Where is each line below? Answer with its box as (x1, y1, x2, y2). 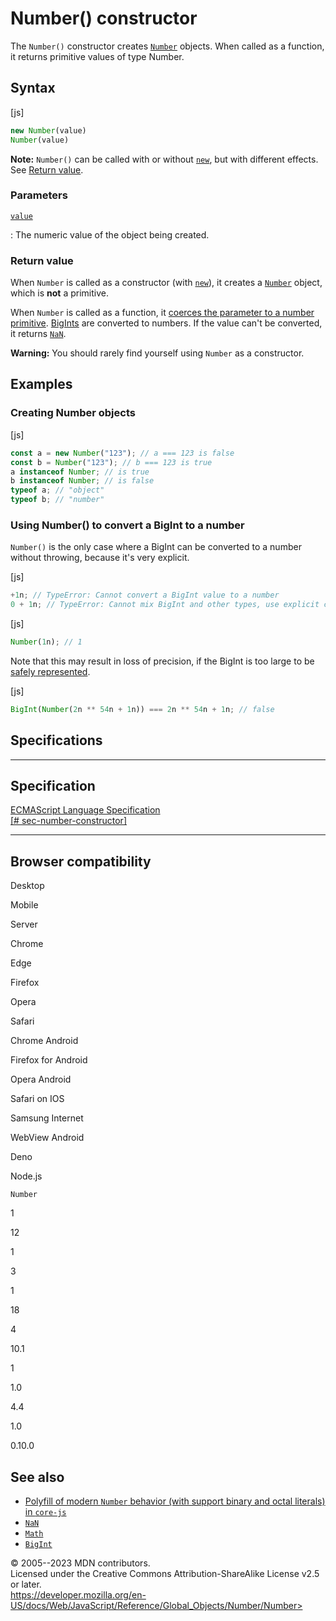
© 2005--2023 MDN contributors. (10, 1557, 151, 1569)
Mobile (10, 899, 39, 911)
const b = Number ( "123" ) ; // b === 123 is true (10, 457, 213, 467)
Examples (10, 376, 73, 393)
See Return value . (10, 163, 84, 176)
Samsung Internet (10, 1112, 84, 1124)
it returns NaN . (10, 328, 67, 340)
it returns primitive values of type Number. (10, 50, 185, 62)
